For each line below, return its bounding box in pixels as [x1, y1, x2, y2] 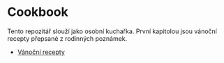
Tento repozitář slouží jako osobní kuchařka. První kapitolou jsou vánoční [7, 27, 218, 35]
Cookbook [7, 4, 68, 20]
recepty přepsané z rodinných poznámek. [7, 34, 128, 42]
